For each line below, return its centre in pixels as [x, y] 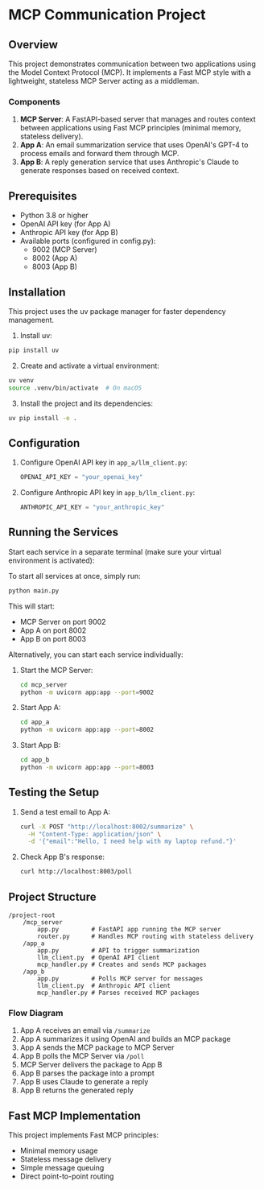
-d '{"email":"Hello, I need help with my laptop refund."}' [132, 842]
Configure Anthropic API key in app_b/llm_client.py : [107, 493]
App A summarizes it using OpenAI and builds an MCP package [125, 1039]
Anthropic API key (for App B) [69, 233]
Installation [37, 292]
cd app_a [35, 722]
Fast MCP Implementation [74, 1115]
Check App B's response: [62, 857]
